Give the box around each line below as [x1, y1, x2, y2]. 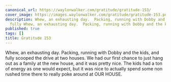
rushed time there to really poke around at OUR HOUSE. [5, 71, 123, 77]
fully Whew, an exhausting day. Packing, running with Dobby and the [10, 21, 163, 27]
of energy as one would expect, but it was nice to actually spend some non [5, 65, 163, 71]
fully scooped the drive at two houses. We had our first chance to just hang [5, 55, 163, 61]
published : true [5, 26, 40, 31]
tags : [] [5, 31, 24, 36]
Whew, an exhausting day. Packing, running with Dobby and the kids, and [5, 49, 159, 56]
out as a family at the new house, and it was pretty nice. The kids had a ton [5, 60, 163, 66]
